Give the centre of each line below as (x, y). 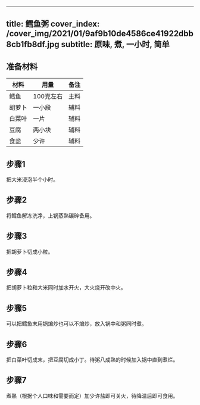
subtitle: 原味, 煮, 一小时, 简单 (115, 44)
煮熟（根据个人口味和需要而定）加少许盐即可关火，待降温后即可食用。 (92, 395)
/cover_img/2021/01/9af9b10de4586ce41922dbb (100, 34)
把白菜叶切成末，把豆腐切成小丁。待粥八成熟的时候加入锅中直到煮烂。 (92, 360)
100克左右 (48, 96)
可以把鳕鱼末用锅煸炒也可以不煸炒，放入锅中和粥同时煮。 (76, 324)
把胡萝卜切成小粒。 (30, 251)
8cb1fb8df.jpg (33, 44)
